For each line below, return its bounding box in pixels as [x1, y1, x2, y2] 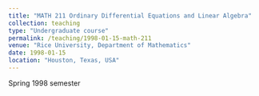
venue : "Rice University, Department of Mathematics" [8, 42, 192, 50]
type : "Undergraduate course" [8, 26, 110, 34]
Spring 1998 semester [8, 78, 82, 88]
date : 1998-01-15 [8, 49, 66, 57]
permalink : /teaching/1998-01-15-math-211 [8, 34, 152, 42]
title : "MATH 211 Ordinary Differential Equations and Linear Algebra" [8, 11, 252, 20]
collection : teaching [8, 19, 81, 27]
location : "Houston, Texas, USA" [8, 57, 120, 65]
